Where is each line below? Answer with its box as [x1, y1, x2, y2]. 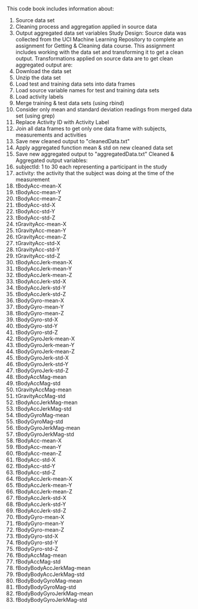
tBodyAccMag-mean [15, 373, 67, 380]
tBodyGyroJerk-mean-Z [15, 348, 75, 355]
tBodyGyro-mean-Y [15, 303, 65, 310]
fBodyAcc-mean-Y [15, 444, 62, 450]
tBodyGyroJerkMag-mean [15, 424, 80, 431]
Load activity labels [15, 93, 64, 100]
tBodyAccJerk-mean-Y [15, 265, 72, 272]
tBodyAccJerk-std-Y [15, 284, 66, 291]
